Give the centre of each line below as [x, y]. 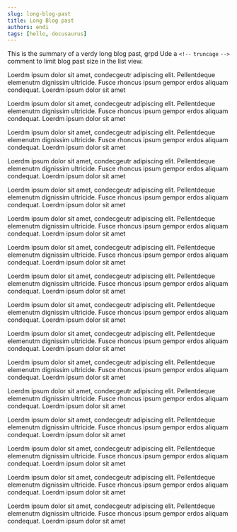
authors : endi [28, 27]
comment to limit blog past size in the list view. [75, 62]
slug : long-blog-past [39, 14]
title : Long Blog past [41, 21]
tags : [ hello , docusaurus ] [47, 34]
